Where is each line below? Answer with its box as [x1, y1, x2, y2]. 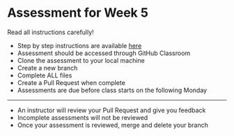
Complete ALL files [17, 71, 72, 80]
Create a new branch [17, 63, 78, 72]
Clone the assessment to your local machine [17, 56, 145, 64]
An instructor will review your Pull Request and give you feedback [17, 106, 206, 114]
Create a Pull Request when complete [17, 78, 125, 86]
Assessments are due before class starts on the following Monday [17, 86, 208, 94]
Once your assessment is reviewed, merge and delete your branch [17, 121, 209, 129]
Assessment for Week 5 [7, 5, 148, 21]
